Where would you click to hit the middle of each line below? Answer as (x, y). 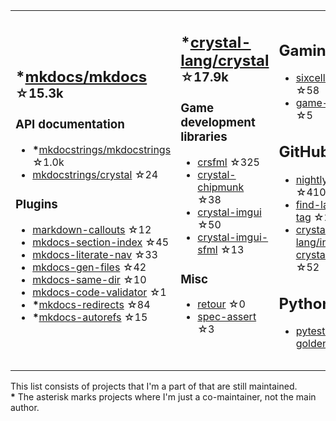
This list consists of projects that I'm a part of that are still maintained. (154, 386)
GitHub (304, 152)
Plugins (36, 205)
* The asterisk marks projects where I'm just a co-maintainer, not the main (163, 397)
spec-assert (227, 317)
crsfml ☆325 (228, 162)
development (218, 122)
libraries (204, 136)
